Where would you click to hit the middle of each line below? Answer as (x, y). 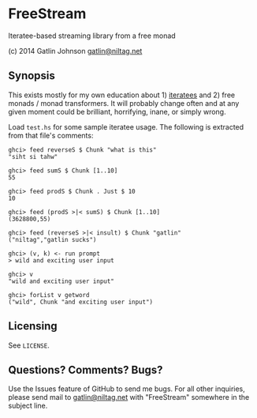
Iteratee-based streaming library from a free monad (92, 36)
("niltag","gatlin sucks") (52, 239)
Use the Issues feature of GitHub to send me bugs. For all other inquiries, (127, 389)
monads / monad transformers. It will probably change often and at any (124, 103)
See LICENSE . (29, 345)
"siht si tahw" (33, 156)
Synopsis (32, 76)
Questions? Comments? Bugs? (86, 369)
